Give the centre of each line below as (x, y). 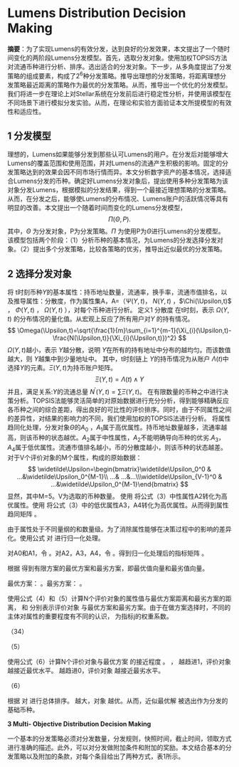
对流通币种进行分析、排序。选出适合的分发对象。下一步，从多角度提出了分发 (119, 66)
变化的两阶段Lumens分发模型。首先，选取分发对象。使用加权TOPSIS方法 (120, 58)
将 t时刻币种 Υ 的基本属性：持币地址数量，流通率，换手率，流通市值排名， (115, 292)
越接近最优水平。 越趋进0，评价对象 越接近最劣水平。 (86, 671)
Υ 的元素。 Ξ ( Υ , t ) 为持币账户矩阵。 (69, 368)
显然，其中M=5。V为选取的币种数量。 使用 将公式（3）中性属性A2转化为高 (117, 497)
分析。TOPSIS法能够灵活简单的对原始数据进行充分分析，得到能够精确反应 (121, 401)
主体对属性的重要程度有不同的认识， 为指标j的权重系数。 (90, 616)
